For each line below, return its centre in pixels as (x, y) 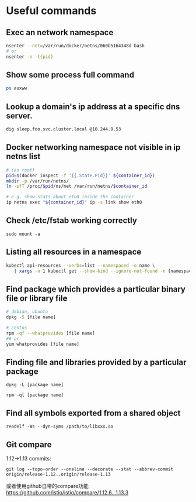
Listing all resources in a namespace (74, 252)
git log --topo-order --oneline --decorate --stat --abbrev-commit (90, 469)
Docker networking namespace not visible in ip (93, 147)
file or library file (37, 298)
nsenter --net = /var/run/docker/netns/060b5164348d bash (75, 46)
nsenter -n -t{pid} (30, 57)
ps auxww (17, 88)
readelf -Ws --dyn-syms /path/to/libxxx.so (60, 427)
